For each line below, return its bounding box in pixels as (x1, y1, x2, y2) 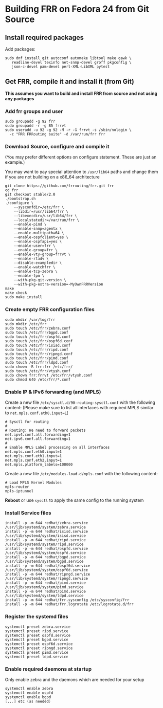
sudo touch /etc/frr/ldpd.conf (5, 360, 69, 365)
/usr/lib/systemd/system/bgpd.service (5, 559, 84, 564)
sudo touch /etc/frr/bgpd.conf (5, 330, 69, 335)
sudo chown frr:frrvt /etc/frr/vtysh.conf (5, 373, 92, 377)
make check (5, 290, 27, 295)
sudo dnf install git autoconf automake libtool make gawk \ (5, 56, 132, 61)
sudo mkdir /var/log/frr (5, 317, 55, 322)
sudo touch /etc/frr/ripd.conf (5, 347, 69, 352)
